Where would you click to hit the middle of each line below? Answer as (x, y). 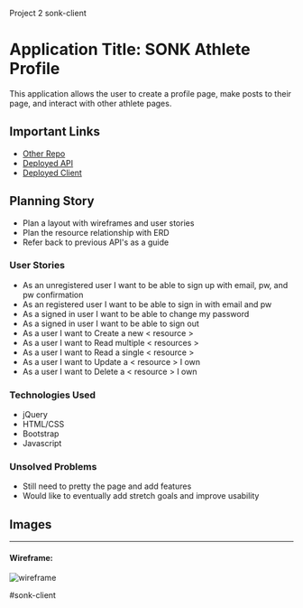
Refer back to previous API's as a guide (96, 242)
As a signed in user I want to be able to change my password (136, 313)
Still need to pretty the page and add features (107, 486)
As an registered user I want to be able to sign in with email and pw (147, 304)
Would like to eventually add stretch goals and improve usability (141, 496)
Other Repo (44, 154)
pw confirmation (53, 295)
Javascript (42, 444)
